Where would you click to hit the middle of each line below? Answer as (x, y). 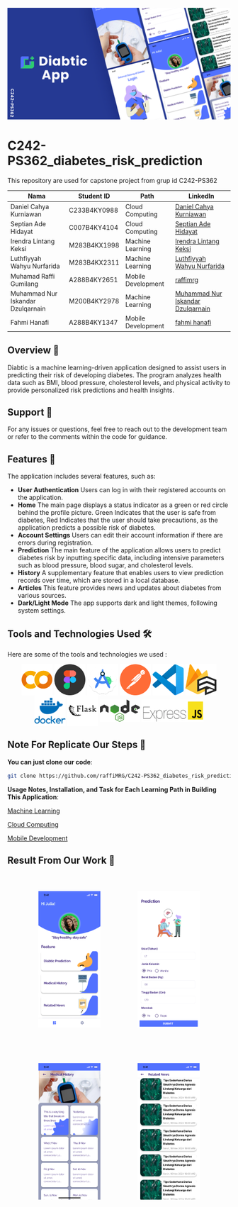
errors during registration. (55, 543)
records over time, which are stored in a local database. (99, 580)
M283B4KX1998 (94, 245)
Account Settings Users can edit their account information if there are (120, 535)
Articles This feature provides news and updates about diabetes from (119, 588)
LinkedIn (201, 196)
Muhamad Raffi (33, 276)
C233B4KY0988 (94, 211)
